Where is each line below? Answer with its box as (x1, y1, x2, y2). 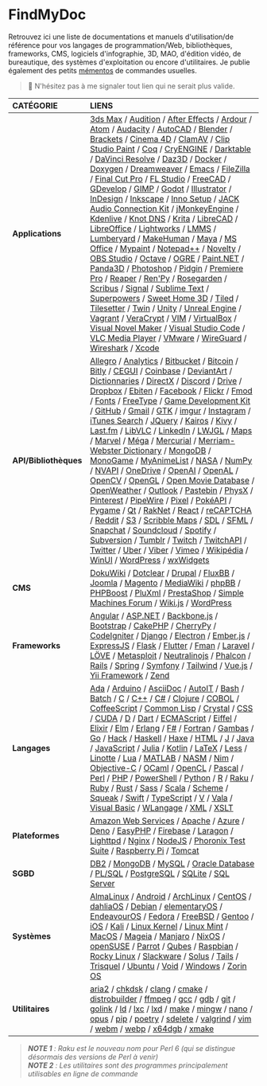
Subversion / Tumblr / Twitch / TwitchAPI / (90, 534, 248, 545)
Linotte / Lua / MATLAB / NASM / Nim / (90, 752, 234, 764)
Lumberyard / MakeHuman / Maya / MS (90, 232, 237, 244)
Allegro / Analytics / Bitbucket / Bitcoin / (90, 355, 238, 366)
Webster (90, 444, 122, 455)
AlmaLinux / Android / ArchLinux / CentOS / (90, 890, 252, 901)
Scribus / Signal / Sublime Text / (90, 283, 209, 294)
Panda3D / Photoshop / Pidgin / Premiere (90, 263, 244, 274)
